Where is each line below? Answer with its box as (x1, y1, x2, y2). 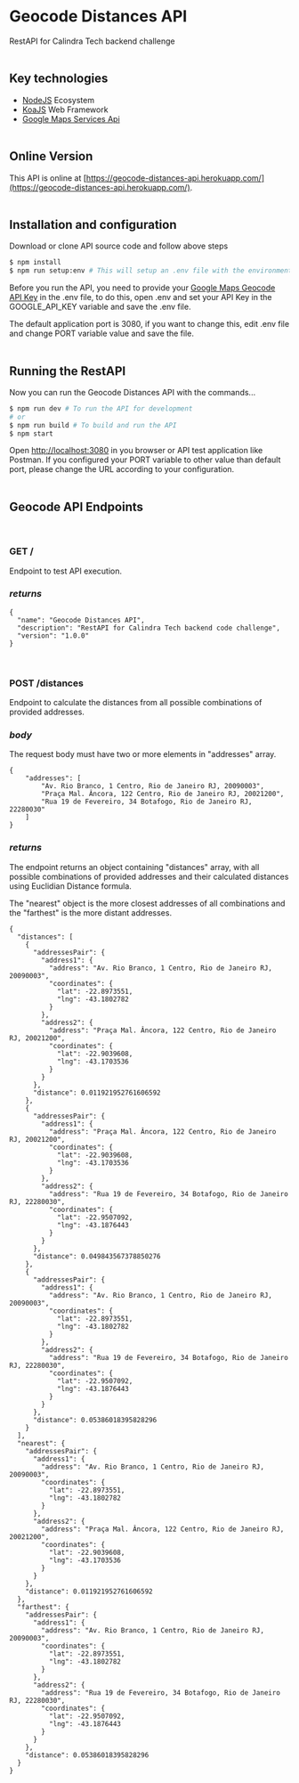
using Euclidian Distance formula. (9, 880, 132, 891)
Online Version (9, 149, 93, 164)
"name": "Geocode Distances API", (17, 615, 145, 624)
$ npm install (9, 258, 62, 267)
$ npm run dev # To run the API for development (9, 403, 193, 413)
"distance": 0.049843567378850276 (32, 1251, 162, 1261)
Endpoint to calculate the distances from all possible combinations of (9, 697, 263, 708)
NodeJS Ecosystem (21, 94, 95, 105)
